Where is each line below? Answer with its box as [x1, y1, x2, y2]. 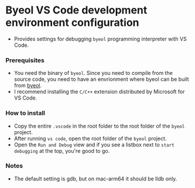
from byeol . [13, 82, 42, 89]
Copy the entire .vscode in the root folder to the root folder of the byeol [13, 122, 185, 129]
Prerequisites [5, 56, 45, 64]
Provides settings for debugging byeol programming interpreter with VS [13, 35, 187, 42]
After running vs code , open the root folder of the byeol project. [13, 135, 167, 142]
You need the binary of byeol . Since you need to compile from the [13, 70, 173, 77]
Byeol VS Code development [5, 4, 148, 17]
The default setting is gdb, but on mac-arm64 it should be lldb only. [13, 175, 177, 182]
